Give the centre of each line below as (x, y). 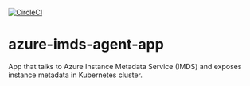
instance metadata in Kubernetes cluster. (76, 75)
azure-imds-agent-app (86, 45)
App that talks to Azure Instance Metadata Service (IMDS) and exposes (125, 66)
